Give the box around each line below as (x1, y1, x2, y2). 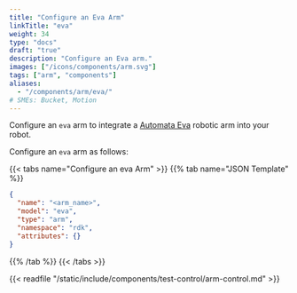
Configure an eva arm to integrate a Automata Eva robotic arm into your (9, 120, 270, 131)
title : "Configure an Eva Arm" (9, 12, 125, 22)
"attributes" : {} (17, 232, 82, 241)
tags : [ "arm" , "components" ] (9, 71, 117, 80)
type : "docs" (9, 37, 58, 47)
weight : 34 (9, 29, 50, 38)
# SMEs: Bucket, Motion (9, 95, 98, 105)
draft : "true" (9, 46, 62, 55)
